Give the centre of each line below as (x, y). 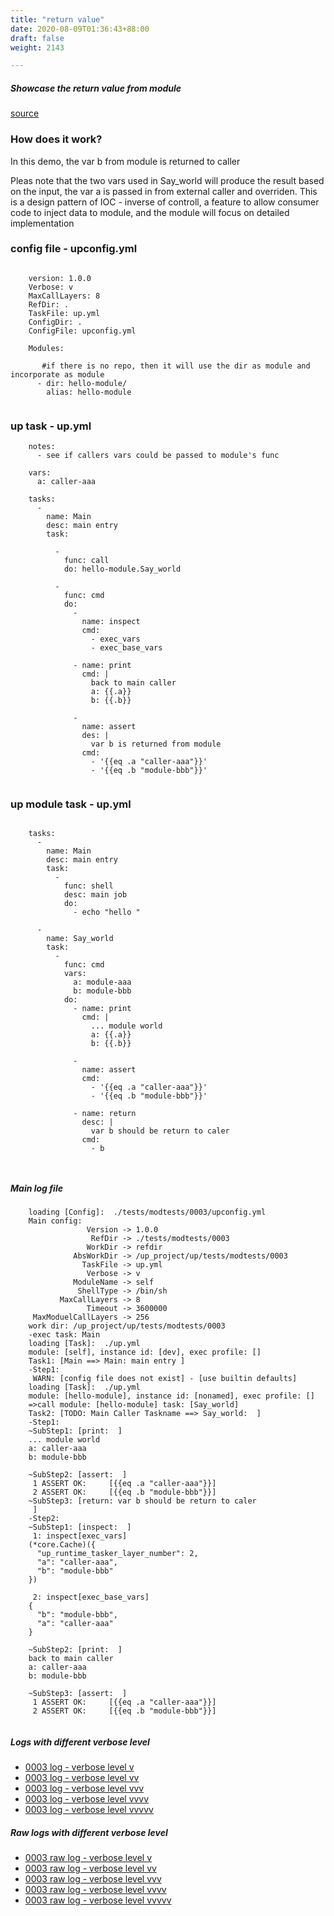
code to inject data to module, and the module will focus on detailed (150, 212)
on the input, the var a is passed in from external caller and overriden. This (164, 191)
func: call (86, 561)
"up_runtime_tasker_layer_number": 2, (117, 1554)
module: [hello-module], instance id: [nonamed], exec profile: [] (171, 1396)
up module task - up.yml (71, 804)
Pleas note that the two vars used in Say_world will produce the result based (167, 180)
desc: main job (95, 895)
